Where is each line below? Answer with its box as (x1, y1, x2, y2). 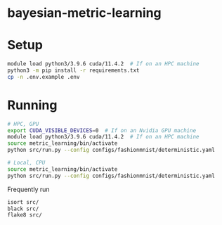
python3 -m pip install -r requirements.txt (7, 67, 140, 74)
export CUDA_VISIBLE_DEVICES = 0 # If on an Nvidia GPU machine (7, 127, 197, 134)
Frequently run (7, 185, 51, 193)
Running (7, 97, 58, 113)
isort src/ (7, 198, 39, 205)
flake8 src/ (7, 212, 42, 219)
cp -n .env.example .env (7, 73, 80, 80)
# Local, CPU (7, 160, 46, 167)
